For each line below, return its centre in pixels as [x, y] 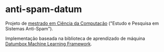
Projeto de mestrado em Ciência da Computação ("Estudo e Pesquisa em [82, 23]
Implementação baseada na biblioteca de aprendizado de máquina [75, 38]
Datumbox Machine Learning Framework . [49, 43]
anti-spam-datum [44, 9]
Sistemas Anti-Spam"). [29, 28]
